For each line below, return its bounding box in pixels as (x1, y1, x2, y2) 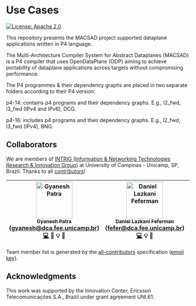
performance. (6, 70, 39, 77)
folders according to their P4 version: (6, 88, 96, 95)
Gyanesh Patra (37, 218, 72, 225)
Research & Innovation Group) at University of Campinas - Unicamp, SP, (6, 161, 179, 168)
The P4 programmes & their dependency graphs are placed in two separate (6, 81, 188, 88)
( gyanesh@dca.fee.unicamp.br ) (9, 224, 100, 232)
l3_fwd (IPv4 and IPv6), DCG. (6, 105, 76, 112)
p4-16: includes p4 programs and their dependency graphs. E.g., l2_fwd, (6, 116, 181, 123)
